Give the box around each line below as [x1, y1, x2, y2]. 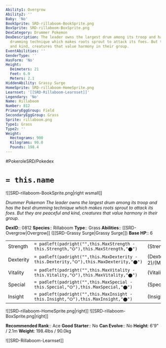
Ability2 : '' [5, 12, 33, 17]
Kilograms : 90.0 [10, 140, 43, 145]
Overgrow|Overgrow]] [5, 230, 51, 236]
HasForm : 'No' [5, 58, 35, 63]
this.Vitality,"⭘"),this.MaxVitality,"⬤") [34, 272, 138, 278]
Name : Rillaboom [5, 99, 39, 104]
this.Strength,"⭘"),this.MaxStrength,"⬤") [34, 246, 138, 251]
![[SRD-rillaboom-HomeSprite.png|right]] [5, 308, 89, 313]
